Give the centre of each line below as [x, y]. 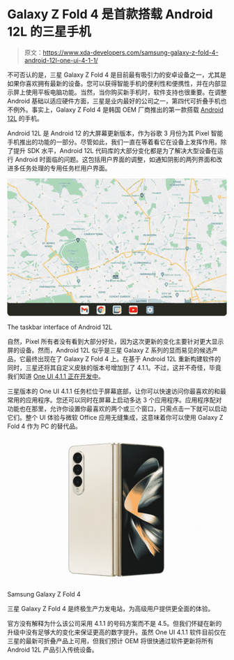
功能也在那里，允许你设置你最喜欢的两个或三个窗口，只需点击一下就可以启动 [117, 409]
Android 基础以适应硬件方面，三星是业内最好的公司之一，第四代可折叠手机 [114, 101]
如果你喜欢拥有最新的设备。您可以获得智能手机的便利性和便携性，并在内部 [114, 83]
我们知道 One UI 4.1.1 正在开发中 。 [56, 376]
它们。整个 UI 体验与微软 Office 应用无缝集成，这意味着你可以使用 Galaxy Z [115, 417]
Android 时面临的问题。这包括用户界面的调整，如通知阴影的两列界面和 [116, 159]
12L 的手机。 [25, 118]
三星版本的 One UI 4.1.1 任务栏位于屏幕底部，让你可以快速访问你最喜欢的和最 [117, 391]
